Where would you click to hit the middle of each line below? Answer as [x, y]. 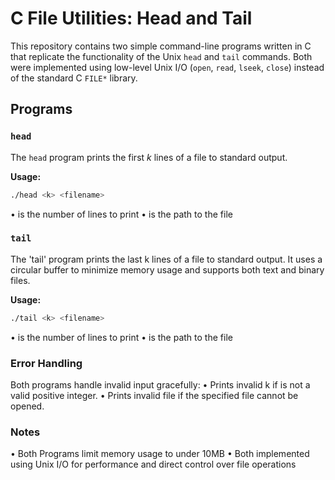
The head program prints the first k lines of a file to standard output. [149, 157]
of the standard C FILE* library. [74, 78]
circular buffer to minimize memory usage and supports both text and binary [167, 269]
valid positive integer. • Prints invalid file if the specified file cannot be [154, 395]
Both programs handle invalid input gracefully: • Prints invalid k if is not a [160, 384]
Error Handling [46, 363]
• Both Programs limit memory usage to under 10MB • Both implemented [160, 454]
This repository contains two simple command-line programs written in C [161, 46]
